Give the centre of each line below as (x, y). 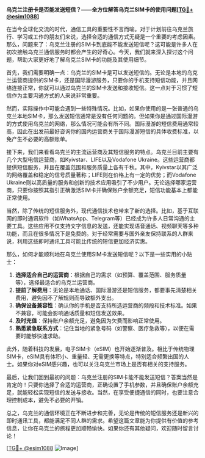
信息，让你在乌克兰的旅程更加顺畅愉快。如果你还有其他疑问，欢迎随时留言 (100, 428)
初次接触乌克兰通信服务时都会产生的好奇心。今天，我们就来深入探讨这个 (97, 52)
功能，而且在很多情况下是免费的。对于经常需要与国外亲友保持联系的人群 (97, 234)
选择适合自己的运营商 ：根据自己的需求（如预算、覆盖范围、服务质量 (101, 275)
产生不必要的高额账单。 (41, 139)
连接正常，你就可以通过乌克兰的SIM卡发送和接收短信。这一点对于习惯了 (102, 88)
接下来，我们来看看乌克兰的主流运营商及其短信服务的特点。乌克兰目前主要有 (103, 152)
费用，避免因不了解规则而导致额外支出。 (66, 298)
